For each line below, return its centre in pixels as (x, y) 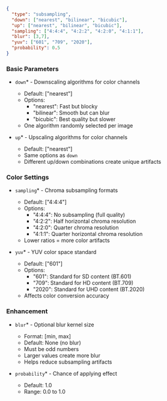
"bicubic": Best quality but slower (74, 119)
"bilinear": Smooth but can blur (71, 113)
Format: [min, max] (47, 336)
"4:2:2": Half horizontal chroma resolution (84, 221)
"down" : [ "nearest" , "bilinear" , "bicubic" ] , (70, 20)
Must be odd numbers (51, 349)
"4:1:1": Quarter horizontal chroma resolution (88, 234)
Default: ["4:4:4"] (45, 202)
